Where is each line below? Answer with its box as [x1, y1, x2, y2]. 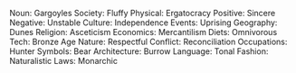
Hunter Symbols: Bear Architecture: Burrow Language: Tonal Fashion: [9, 46, 269, 57]
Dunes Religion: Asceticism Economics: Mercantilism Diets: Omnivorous [9, 27, 278, 37]
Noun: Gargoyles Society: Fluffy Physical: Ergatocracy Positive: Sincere [9, 8, 276, 18]
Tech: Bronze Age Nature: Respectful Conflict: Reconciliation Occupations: [9, 36, 288, 47]
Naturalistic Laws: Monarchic [9, 56, 118, 66]
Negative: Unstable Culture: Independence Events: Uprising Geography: [9, 17, 278, 28]
